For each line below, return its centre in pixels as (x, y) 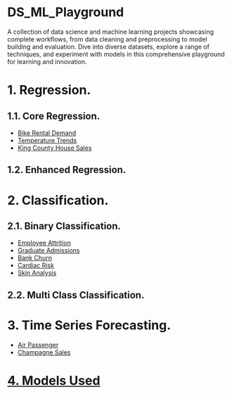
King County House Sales (54, 148)
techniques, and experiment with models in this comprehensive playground (116, 54)
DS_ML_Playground (66, 12)
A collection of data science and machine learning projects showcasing (111, 32)
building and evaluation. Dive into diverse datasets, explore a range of (108, 46)
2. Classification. (58, 200)
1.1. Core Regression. (54, 116)
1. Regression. (49, 90)
